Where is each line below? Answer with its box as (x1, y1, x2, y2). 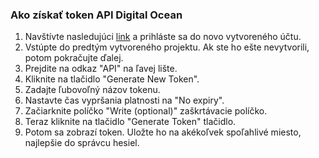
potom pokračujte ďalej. (24, 52, 124, 64)
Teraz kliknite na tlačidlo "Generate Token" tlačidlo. (24, 116, 237, 128)
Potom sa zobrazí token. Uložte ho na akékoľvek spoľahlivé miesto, (24, 126, 302, 138)
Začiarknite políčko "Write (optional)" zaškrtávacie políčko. (24, 105, 268, 117)
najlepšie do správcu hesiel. (24, 137, 140, 149)
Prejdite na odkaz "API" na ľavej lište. (24, 63, 178, 75)
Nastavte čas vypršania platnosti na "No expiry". (24, 94, 225, 107)
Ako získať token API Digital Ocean (10, 8, 183, 22)
